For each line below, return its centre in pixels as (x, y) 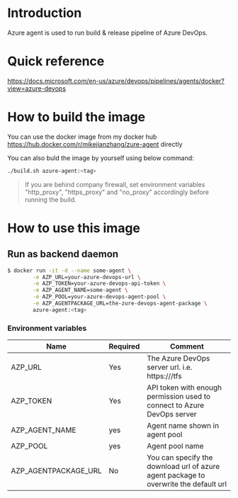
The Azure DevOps (178, 358)
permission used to (178, 397)
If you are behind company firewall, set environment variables (115, 184)
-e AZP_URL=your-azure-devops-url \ (87, 277)
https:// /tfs (164, 376)
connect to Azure (175, 405)
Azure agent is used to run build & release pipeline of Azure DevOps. (107, 33)
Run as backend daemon (63, 254)
